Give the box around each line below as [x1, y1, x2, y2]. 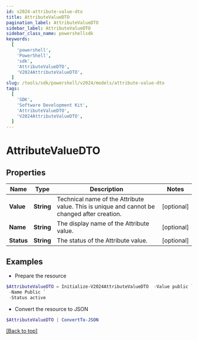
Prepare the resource [14, 272, 67, 279]
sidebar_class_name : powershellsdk [6, 31, 94, 37]
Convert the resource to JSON [14, 305, 88, 312]
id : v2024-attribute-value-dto [6, 8, 83, 15]
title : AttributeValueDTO [6, 14, 70, 20]
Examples [6, 257, 43, 267]
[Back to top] [6, 328, 38, 335]
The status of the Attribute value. [57, 237, 148, 245]
